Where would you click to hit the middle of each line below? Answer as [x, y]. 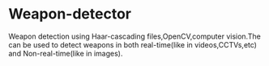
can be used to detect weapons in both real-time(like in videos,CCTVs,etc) [133, 44]
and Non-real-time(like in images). [66, 53]
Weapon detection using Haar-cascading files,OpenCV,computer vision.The [134, 36]
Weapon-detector [70, 14]
